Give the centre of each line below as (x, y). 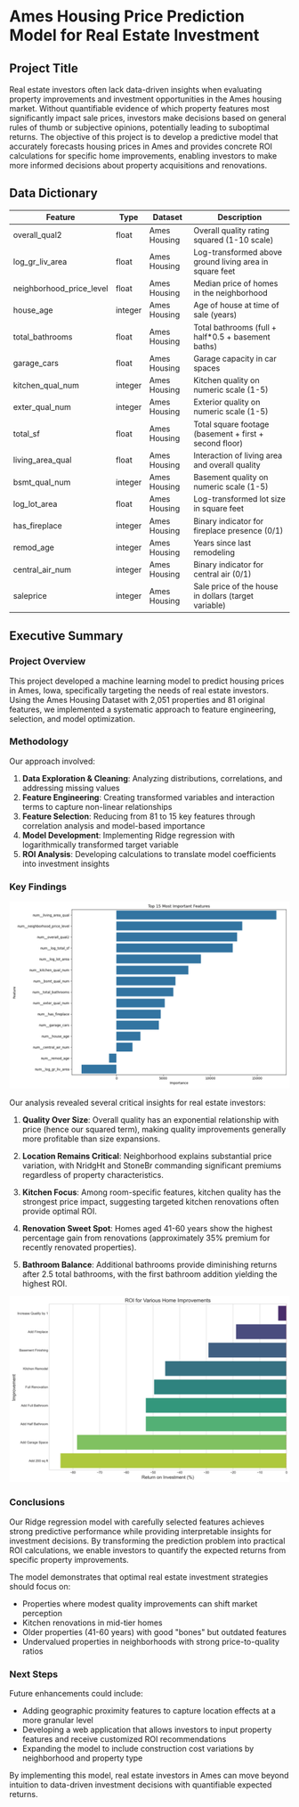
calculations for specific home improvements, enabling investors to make (143, 156)
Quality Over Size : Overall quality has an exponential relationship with (150, 1119)
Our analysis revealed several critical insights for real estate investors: (137, 1102)
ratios (32, 1651)
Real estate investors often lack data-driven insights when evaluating (136, 90)
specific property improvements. (69, 1559)
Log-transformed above (238, 252)
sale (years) (215, 315)
